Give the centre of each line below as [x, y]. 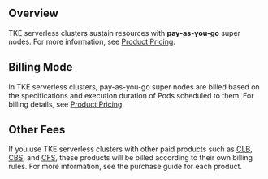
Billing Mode [41, 67]
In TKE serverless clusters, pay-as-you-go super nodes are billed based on [134, 87]
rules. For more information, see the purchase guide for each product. [125, 167]
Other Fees [37, 130]
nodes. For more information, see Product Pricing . [92, 41]
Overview [34, 13]
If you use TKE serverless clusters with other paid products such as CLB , [131, 149]
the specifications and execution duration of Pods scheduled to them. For [131, 95]
